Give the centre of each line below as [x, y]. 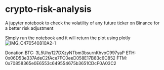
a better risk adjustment [29, 28]
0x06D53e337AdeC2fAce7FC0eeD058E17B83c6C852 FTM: [66, 58]
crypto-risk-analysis [48, 9]
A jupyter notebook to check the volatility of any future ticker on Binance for [82, 23]
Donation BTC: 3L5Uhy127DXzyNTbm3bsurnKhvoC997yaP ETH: [70, 53]
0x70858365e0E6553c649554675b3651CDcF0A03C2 [61, 63]
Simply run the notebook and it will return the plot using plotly [68, 38]
